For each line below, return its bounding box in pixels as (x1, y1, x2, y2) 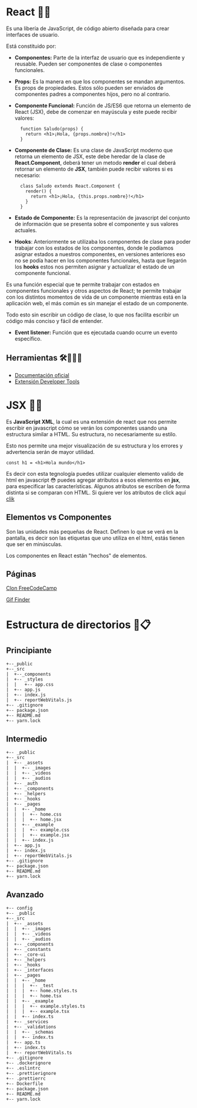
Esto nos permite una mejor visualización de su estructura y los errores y (6, 442, 183, 449)
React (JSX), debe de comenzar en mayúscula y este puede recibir (14, 108, 178, 115)
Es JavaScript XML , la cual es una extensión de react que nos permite (6, 418, 178, 425)
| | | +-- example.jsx (6, 832, 69, 838)
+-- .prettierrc (6, 1076, 46, 1081)
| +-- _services (6, 1018, 49, 1025)
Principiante (6, 645, 52, 655)
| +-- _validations (6, 1024, 57, 1029)
